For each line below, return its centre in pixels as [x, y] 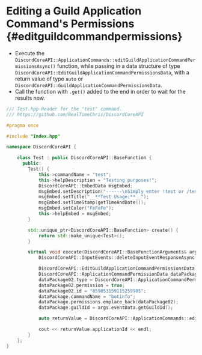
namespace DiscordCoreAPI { [41, 147]
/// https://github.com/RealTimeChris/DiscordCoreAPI [75, 114]
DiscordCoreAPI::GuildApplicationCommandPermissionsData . [88, 85]
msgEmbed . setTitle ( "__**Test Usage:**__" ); [93, 197]
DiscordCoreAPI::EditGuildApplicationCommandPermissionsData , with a [102, 72]
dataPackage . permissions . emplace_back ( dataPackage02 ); [109, 302]
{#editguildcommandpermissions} [94, 37]
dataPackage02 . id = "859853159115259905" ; [92, 291]
